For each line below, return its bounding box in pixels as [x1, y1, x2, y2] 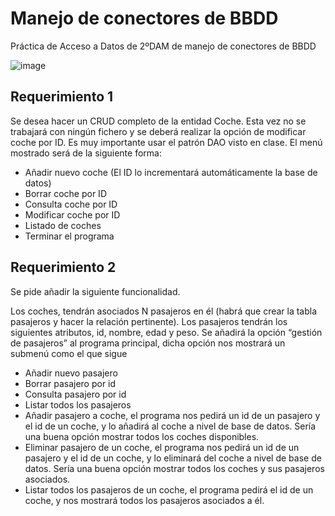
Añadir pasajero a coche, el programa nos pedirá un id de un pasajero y [24, 409, 321, 421]
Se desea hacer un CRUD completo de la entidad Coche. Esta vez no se [10, 115, 307, 127]
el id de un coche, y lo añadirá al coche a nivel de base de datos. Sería [24, 420, 317, 432]
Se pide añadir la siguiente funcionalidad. [10, 285, 181, 297]
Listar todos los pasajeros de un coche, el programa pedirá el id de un [24, 483, 314, 496]
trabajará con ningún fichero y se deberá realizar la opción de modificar [10, 125, 307, 137]
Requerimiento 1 [10, 88, 114, 106]
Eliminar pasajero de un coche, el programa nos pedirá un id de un [24, 441, 300, 453]
